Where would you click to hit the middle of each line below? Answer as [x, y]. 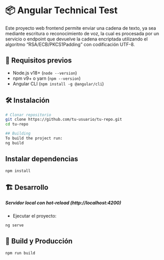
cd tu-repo [17, 124]
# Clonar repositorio [28, 115]
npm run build [20, 253]
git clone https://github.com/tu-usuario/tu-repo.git [64, 120]
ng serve [15, 225]
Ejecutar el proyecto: [34, 215]
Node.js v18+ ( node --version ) [45, 73]
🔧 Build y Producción [39, 241]
